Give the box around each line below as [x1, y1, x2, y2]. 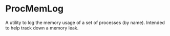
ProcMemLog [5, 3, 64, 14]
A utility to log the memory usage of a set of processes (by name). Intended [5, 19, 165, 25]
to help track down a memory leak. [5, 24, 79, 30]
